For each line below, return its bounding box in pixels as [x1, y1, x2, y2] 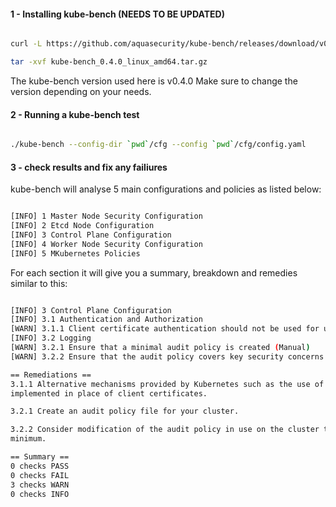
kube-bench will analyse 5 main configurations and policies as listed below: [10, 183, 322, 195]
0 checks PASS [10, 461, 70, 471]
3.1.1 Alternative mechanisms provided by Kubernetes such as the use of [10, 379, 325, 389]
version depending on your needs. [10, 85, 152, 97]
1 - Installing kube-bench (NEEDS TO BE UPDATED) [10, 8, 225, 20]
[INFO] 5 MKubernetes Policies [10, 248, 141, 259]
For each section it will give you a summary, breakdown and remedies [10, 266, 298, 279]
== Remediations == [10, 370, 92, 380]
